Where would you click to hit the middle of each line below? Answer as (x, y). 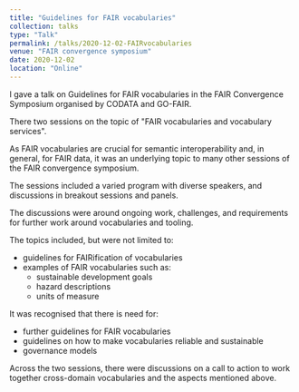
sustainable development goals (94, 277)
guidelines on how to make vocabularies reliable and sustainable (143, 340)
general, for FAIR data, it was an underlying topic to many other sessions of (149, 158)
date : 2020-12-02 (42, 60)
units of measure (68, 296)
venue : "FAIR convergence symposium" (81, 52)
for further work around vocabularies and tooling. (101, 222)
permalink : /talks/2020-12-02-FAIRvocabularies (101, 43)
